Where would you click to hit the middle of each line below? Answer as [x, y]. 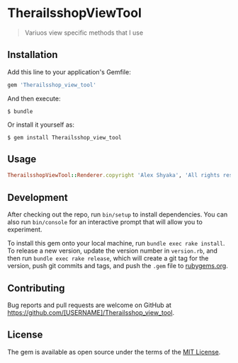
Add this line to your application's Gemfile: [69, 71]
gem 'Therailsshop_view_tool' [52, 85]
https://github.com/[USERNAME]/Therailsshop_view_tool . [91, 312]
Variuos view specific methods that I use [84, 33]
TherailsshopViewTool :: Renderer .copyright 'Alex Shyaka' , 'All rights [114, 175]
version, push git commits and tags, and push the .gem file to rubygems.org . [118, 266]
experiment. [25, 230]
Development [38, 197]
